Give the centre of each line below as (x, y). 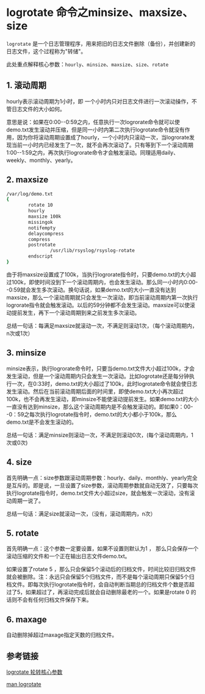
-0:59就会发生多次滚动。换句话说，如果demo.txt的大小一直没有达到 (91, 290)
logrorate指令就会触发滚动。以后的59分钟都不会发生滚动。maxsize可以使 (98, 305)
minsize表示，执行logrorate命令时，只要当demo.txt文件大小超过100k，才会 (101, 368)
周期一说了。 (27, 500)
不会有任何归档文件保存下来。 (54, 600)
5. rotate (23, 533)
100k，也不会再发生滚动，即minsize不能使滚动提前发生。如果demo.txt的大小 (103, 399)
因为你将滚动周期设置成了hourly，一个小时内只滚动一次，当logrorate (103, 137)
